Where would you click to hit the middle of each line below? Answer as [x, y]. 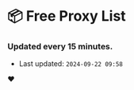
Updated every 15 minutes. [60, 47]
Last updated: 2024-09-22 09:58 [71, 64]
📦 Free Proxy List [67, 16]
